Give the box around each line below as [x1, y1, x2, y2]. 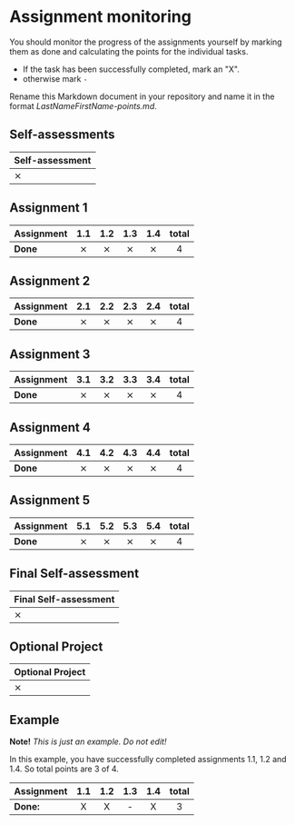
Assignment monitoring [9, 6, 192, 27]
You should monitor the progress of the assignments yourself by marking [9, 36, 283, 47]
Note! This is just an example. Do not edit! [9, 736, 167, 747]
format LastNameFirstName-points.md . [9, 100, 157, 111]
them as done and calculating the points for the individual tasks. [9, 45, 249, 56]
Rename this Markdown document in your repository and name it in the [9, 91, 275, 102]
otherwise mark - [22, 73, 88, 84]
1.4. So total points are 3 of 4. [9, 763, 120, 774]
